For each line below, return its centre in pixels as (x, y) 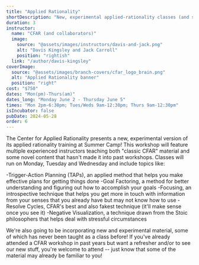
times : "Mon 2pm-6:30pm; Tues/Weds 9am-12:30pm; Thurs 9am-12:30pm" (92, 105)
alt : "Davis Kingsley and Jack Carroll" (67, 50)
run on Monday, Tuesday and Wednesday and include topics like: (86, 164)
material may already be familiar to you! (54, 256)
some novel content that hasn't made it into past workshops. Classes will (95, 157)
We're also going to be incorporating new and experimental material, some (97, 231)
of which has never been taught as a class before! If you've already (88, 237)
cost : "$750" (22, 89)
